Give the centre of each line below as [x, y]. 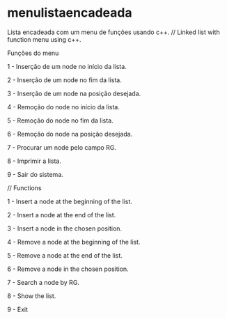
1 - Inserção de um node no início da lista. [67, 66]
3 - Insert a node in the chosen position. [65, 228]
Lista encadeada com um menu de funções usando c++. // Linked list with [114, 32]
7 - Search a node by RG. [44, 282]
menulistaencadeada [70, 13]
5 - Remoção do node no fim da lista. [60, 120]
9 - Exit [18, 309]
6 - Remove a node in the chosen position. [68, 269]
